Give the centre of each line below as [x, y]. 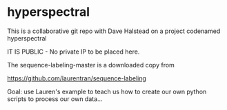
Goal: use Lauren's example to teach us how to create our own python [107, 91]
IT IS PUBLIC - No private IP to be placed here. [73, 52]
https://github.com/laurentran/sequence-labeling [77, 78]
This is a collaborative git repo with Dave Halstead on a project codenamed [114, 31]
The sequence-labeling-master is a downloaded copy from [91, 65]
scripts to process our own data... [55, 99]
